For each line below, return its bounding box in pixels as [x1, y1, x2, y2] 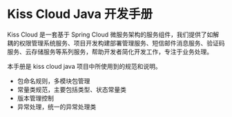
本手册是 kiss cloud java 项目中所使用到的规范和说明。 [7, 62, 162, 70]
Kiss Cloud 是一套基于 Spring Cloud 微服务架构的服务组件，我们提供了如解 [7, 30, 220, 39]
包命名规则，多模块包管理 [17, 76, 90, 85]
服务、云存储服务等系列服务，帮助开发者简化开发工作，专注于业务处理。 [7, 47, 213, 56]
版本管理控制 [17, 94, 54, 102]
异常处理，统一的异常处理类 [17, 103, 97, 111]
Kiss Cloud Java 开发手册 [7, 6, 153, 22]
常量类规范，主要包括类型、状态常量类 [17, 85, 126, 94]
